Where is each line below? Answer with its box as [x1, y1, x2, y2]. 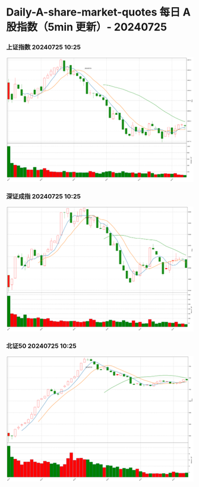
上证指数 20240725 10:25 [6, 43, 81, 51]
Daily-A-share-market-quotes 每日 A [6, 5, 191, 19]
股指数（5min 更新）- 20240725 [6, 20, 168, 34]
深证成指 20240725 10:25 [6, 192, 81, 200]
